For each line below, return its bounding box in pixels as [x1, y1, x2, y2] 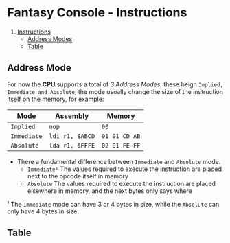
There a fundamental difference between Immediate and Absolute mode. [16, 157, 221, 165]
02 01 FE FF [102, 141, 141, 149]
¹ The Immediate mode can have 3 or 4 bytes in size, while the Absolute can [7, 200, 220, 208]
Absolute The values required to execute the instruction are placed [27, 179, 216, 187]
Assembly [54, 111, 89, 121]
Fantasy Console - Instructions [7, 5, 187, 21]
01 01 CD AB [102, 132, 141, 140]
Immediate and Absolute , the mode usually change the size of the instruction [7, 87, 223, 95]
